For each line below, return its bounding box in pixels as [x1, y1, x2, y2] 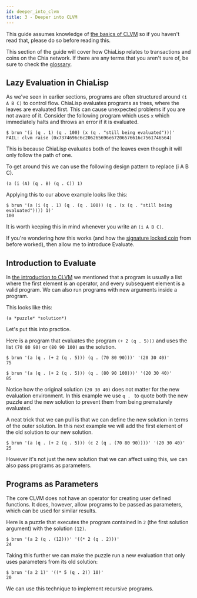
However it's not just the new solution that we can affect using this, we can [6, 456, 188, 463]
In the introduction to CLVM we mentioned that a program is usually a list [6, 274, 182, 281]
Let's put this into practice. [6, 326, 71, 333]
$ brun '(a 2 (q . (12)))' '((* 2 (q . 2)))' [6, 536, 119, 542]
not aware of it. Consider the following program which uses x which [6, 112, 170, 119]
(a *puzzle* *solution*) [6, 315, 67, 322]
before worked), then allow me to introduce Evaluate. [6, 241, 135, 248]
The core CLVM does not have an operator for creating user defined [6, 494, 171, 502]
